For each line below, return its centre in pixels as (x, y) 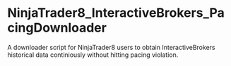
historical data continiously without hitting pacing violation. (93, 55)
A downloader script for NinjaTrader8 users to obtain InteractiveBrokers (111, 47)
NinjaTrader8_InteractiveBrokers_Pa (116, 13)
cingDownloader (57, 28)
